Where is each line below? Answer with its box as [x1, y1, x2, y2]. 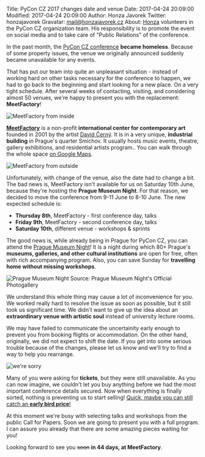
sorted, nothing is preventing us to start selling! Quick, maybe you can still [6, 394, 193, 401]
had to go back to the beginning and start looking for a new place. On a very [6, 81, 199, 88]
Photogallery [6, 281, 39, 289]
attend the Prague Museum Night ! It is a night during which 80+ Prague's [6, 243, 191, 251]
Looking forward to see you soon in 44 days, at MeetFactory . [6, 444, 163, 451]
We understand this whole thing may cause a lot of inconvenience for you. [6, 293, 194, 300]
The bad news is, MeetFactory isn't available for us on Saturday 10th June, [6, 181, 195, 187]
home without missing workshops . [6, 263, 97, 270]
